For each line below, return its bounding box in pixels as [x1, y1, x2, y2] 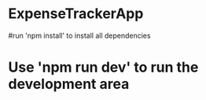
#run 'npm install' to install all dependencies [8, 31, 151, 40]
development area [8, 76, 130, 93]
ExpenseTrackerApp [8, 5, 144, 23]
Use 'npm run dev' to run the [8, 58, 199, 76]
